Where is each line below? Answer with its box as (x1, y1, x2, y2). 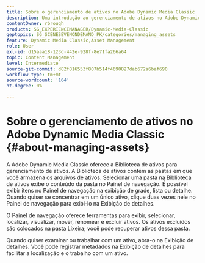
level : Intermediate (6, 60, 59, 66)
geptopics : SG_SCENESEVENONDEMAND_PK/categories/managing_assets (6, 32, 176, 38)
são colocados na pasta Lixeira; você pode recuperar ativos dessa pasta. (6, 224, 190, 232)
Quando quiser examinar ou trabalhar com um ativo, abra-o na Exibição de (6, 236, 194, 243)
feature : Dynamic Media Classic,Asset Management (6, 37, 135, 43)
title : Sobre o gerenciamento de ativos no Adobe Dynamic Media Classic (6, 9, 195, 15)
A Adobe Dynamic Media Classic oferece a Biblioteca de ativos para (6, 160, 178, 168)
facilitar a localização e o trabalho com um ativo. (6, 249, 128, 257)
